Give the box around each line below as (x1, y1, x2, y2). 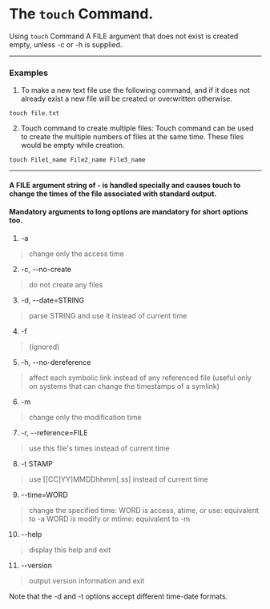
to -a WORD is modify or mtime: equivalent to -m (28, 514, 191, 524)
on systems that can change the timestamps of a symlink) (28, 382, 220, 391)
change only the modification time (28, 413, 142, 423)
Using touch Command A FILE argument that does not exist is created (9, 31, 239, 41)
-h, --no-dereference (20, 358, 91, 367)
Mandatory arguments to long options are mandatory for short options (9, 207, 248, 217)
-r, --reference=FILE (20, 428, 88, 438)
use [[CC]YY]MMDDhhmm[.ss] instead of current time (28, 475, 208, 484)
